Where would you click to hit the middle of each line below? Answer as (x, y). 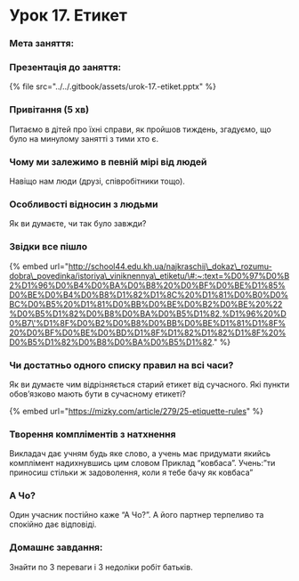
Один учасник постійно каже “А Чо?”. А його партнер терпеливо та (137, 515)
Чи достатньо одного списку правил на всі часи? (121, 364)
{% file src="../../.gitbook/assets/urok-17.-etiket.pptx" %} (113, 86)
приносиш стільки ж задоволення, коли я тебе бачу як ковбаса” (131, 472)
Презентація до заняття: (65, 68)
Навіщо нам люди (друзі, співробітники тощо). (97, 181)
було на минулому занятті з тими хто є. (84, 138)
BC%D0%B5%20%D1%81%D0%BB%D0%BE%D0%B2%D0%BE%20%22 (146, 304)
